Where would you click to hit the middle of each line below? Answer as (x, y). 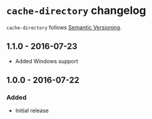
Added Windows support (46, 61)
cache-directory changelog (76, 11)
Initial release (32, 110)
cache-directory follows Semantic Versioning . (64, 27)
